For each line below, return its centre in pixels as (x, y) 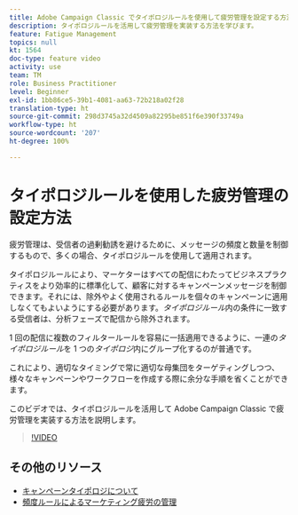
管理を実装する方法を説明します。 (78, 419)
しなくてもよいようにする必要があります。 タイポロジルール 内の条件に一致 (145, 307)
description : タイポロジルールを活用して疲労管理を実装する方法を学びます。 (134, 26)
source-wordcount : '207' (55, 133)
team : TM (25, 75)
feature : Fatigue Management (63, 34)
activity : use (35, 67)
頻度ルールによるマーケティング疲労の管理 (99, 502)
